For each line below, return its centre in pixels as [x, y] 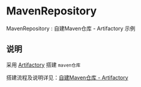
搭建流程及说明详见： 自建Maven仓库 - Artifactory [67, 77]
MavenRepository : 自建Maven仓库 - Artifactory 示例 [71, 28]
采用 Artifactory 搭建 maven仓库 [43, 65]
